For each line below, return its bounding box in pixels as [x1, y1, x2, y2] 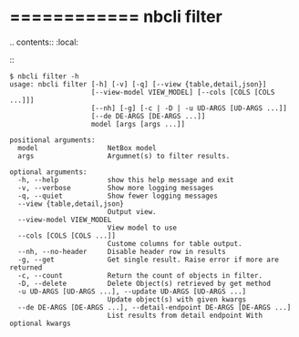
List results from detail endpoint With [107, 311, 263, 320]
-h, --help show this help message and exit [17, 175, 234, 184]
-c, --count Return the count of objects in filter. [17, 271, 263, 280]
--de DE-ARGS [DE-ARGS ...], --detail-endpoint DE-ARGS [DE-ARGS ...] [17, 302, 292, 311]
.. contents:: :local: [9, 36, 79, 47]
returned [9, 262, 43, 272]
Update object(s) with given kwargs [107, 294, 247, 304]
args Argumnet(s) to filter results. [17, 151, 231, 160]
